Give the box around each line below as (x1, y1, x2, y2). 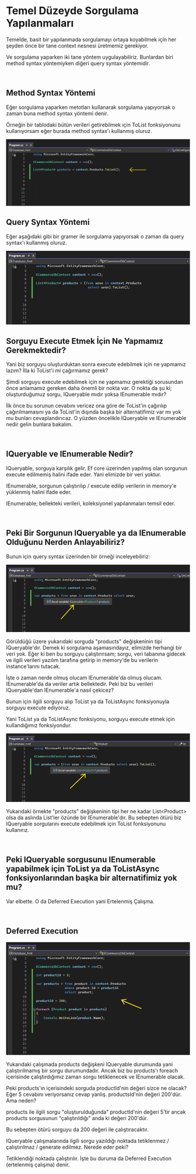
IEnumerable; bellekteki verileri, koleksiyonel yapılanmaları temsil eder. (6, 500, 176, 507)
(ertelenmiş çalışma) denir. (6, 1161, 70, 1168)
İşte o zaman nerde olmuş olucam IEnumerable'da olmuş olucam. (6, 674, 163, 681)
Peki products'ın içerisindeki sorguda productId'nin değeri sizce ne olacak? (6, 1085, 187, 1092)
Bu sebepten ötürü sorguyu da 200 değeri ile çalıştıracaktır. (6, 1126, 149, 1133)
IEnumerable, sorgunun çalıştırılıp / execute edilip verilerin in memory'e (6, 482, 177, 489)
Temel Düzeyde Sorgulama (6, 4, 139, 18)
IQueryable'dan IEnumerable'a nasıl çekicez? (6, 687, 114, 694)
